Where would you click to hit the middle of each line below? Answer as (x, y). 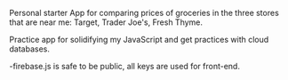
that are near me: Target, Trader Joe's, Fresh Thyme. (106, 22)
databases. (30, 49)
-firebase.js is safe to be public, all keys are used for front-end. (124, 66)
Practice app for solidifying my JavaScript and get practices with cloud (139, 40)
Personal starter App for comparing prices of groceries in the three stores (144, 13)
